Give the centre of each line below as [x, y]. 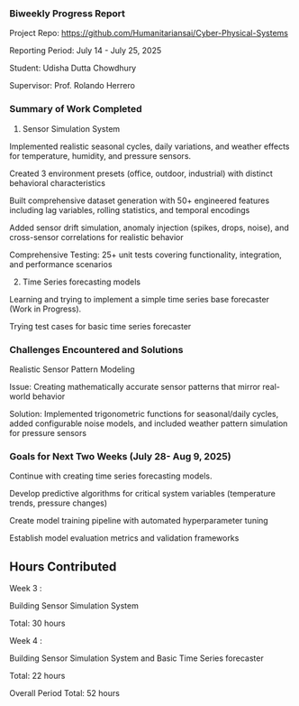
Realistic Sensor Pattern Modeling [72, 369]
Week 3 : [26, 588]
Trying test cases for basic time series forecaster [100, 326]
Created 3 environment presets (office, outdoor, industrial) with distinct [141, 173]
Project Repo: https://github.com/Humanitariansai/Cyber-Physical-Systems [149, 33]
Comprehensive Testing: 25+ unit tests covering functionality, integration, [145, 255]
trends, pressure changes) [59, 503]
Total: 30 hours [37, 623]
